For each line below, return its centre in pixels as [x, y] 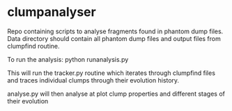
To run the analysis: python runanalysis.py [68, 59]
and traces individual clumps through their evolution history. [93, 80]
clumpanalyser [52, 12]
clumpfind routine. [34, 46]
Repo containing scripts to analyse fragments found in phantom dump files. [115, 31]
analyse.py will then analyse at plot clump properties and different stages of [116, 94]
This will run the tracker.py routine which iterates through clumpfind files [111, 73]
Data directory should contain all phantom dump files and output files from [114, 38]
